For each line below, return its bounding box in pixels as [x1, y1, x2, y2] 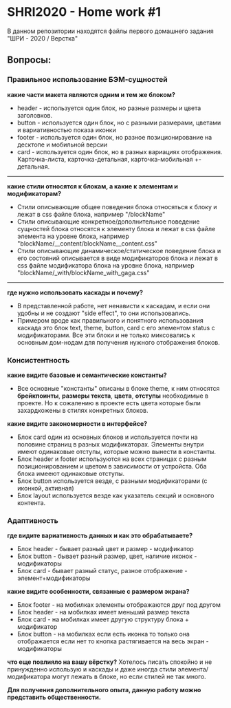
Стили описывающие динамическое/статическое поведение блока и [16, 246, 221, 255]
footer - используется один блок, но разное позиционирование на [16, 133, 212, 141]
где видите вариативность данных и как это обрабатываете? [7, 531, 193, 540]
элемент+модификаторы [16, 574, 91, 582]
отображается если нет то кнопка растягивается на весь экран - [16, 637, 209, 645]
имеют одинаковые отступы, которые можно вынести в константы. [16, 447, 217, 455]
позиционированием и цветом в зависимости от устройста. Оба [16, 462, 208, 470]
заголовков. [16, 111, 53, 119]
